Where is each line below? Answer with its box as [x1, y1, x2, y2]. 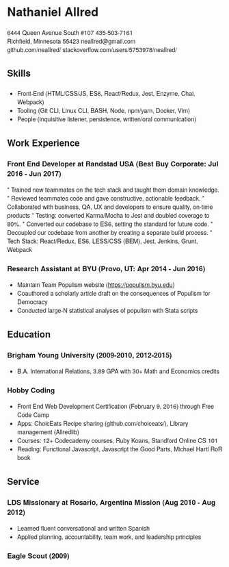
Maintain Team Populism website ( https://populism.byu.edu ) [16, 280, 175, 290]
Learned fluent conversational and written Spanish [16, 523, 150, 533]
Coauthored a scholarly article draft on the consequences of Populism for [16, 288, 211, 298]
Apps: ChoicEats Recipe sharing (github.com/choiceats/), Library [16, 418, 189, 428]
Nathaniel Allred [7, 2, 99, 21]
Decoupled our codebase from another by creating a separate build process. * [7, 227, 213, 237]
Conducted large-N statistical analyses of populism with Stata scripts [16, 305, 198, 315]
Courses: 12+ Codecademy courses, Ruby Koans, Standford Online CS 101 [16, 436, 219, 445]
